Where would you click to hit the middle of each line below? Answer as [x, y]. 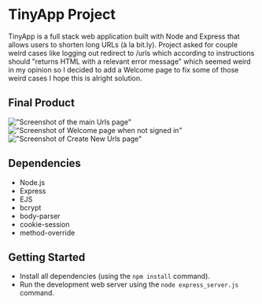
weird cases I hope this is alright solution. [76, 78]
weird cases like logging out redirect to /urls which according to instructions [131, 53]
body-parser [40, 216]
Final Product [41, 103]
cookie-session [44, 224]
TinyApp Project [62, 15]
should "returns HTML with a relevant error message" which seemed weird [129, 61]
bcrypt [30, 207]
